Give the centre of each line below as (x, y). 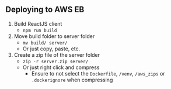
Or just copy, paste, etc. (51, 49)
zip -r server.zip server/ (55, 61)
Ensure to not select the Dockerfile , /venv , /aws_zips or (98, 73)
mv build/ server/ (45, 43)
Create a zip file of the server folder (57, 54)
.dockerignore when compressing (72, 80)
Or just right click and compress (61, 67)
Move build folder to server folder (54, 36)
